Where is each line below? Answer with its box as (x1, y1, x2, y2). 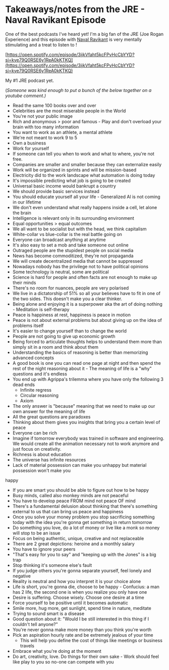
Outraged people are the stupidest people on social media (12, 247, 134, 253)
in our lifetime (12, 199, 41, 205)
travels (20, 643, 34, 649)
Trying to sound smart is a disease (12, 610, 85, 616)
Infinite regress (20, 387, 52, 393)
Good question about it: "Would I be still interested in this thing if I (12, 615, 149, 622)
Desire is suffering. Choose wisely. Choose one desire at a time (12, 594, 145, 600)
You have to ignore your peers (12, 546, 76, 552)
